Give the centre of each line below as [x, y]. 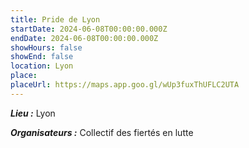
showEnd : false [42, 57]
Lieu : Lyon [33, 113]
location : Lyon [42, 66]
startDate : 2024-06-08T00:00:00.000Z [89, 29]
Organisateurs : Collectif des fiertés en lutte [102, 132]
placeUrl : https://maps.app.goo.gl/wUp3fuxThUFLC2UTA [125, 85]
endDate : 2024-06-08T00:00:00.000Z [84, 38]
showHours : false [46, 47]
